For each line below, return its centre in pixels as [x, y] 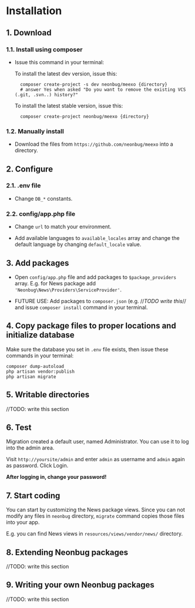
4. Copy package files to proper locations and [91, 326]
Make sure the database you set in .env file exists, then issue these [87, 349]
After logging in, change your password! [56, 477]
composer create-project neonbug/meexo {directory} [85, 116]
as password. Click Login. [37, 466]
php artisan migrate [31, 377]
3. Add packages [38, 263]
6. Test [19, 427]
